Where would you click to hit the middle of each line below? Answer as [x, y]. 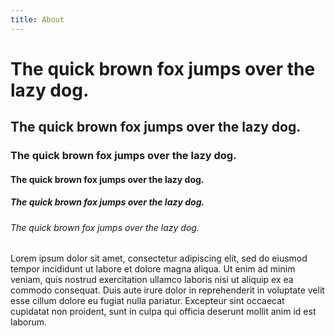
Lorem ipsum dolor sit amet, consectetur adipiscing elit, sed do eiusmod [159, 258]
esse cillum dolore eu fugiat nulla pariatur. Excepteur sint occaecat [147, 301]
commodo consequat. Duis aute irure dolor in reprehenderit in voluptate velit [167, 290]
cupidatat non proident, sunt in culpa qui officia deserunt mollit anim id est [163, 312]
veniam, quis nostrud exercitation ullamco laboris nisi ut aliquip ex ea [152, 280]
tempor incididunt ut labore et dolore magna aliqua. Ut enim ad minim [153, 269]
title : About [37, 19]
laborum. [29, 322]
